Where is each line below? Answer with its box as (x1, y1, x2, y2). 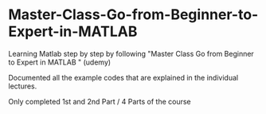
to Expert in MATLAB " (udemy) (8, 57, 111, 67)
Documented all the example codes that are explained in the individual (8, 73, 239, 82)
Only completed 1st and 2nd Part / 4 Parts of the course (8, 96, 191, 106)
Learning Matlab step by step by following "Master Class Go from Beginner (8, 49, 255, 58)
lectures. (8, 81, 37, 91)
